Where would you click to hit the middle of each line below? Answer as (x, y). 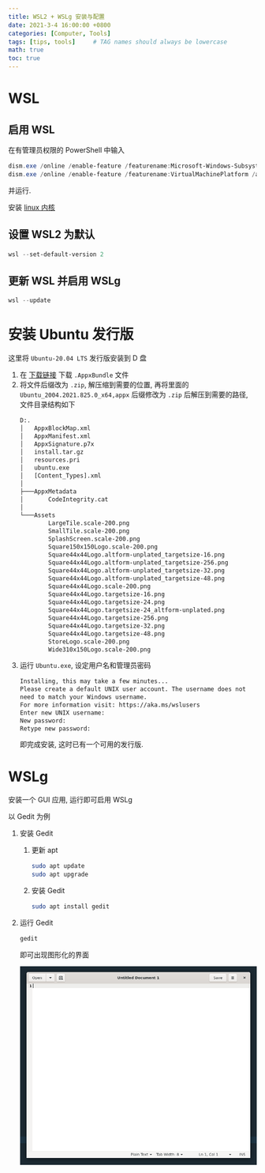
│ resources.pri (50, 460)
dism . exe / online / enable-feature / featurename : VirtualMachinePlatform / (132, 174)
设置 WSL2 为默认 (52, 234)
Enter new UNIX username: (62, 713)
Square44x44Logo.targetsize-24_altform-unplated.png (137, 610)
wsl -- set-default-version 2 (56, 254)
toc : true (24, 58)
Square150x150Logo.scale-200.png (103, 547)
